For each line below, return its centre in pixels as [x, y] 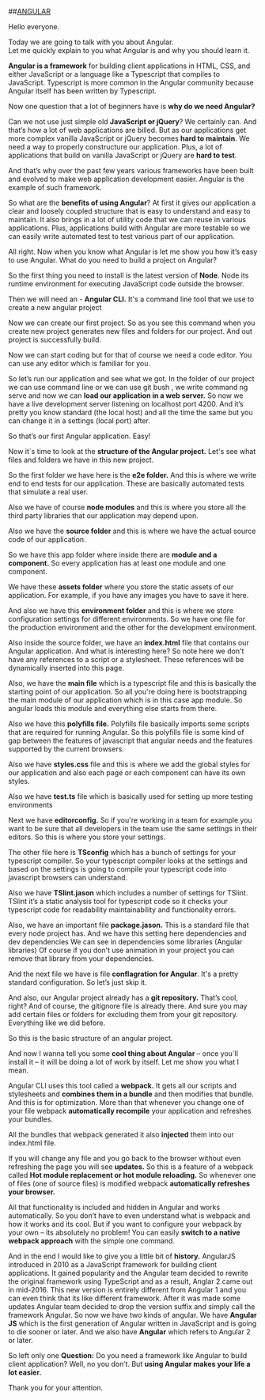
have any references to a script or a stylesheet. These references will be [126, 659]
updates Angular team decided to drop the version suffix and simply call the [132, 1307]
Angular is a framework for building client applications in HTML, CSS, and [129, 66]
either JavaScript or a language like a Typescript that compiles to [114, 74]
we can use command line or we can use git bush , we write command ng [128, 387]
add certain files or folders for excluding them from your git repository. [123, 1014]
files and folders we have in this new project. [81, 460]
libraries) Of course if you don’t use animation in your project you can [121, 950]
